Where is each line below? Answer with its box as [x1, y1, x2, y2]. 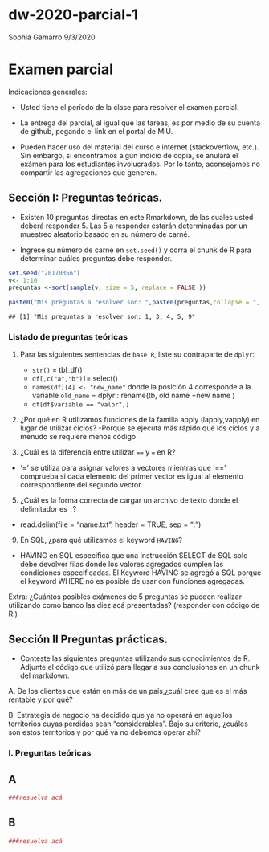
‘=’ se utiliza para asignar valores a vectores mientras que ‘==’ [19, 463, 226, 473]
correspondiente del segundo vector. [19, 480, 143, 490]
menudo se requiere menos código [19, 432, 137, 442]
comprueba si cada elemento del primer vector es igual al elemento [19, 471, 243, 481]
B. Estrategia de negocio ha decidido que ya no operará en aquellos [8, 711, 233, 720]
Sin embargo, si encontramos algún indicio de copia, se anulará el [19, 150, 238, 160]
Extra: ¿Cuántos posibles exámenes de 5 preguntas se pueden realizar [8, 592, 243, 601]
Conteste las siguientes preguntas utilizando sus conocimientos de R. [19, 654, 251, 663]
